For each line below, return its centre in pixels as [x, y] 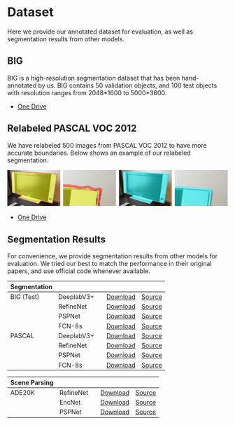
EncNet [70, 403]
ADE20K [22, 392]
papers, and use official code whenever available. [79, 271]
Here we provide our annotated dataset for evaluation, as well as [100, 32]
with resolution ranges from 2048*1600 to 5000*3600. [87, 92]
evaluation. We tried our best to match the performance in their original [109, 264]
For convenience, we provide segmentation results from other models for [113, 256]
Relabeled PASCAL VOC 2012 [72, 128]
